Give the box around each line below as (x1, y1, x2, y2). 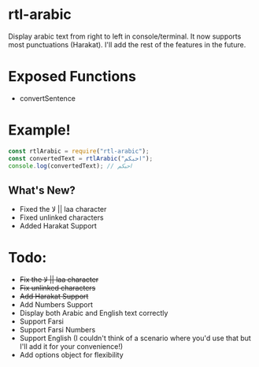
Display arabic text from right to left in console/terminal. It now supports (8, 32, 242, 41)
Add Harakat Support (19, 291, 89, 301)
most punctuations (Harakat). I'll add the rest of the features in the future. (8, 39, 246, 49)
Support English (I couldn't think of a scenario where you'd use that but (19, 333, 252, 343)
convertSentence (19, 93, 76, 103)
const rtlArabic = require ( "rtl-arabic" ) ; (8, 147, 150, 155)
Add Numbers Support (19, 300, 93, 310)
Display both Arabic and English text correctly (19, 309, 168, 318)
